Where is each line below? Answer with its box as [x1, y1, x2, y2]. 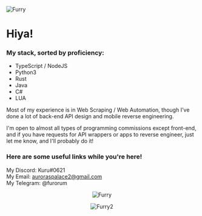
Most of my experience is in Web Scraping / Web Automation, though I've [6, 106, 190, 113]
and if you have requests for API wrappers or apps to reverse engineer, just [6, 131, 194, 138]
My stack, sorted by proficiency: [6, 49, 104, 57]
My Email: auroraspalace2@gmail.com [6, 173, 103, 180]
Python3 [15, 69, 36, 76]
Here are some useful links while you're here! [6, 152, 143, 161]
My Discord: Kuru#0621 [6, 166, 66, 174]
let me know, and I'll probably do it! [6, 137, 94, 145]
